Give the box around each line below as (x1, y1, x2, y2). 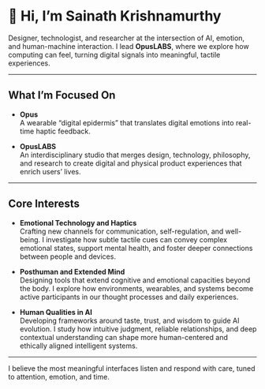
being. (19, 234, 41, 244)
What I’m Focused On (8, 88, 116, 102)
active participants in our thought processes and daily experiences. (19, 292, 239, 301)
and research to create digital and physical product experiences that (19, 158, 242, 168)
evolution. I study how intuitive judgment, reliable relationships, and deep (19, 324, 257, 334)
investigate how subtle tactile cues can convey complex (46, 234, 227, 244)
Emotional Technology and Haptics (19, 218, 137, 227)
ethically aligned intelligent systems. (19, 341, 138, 350)
